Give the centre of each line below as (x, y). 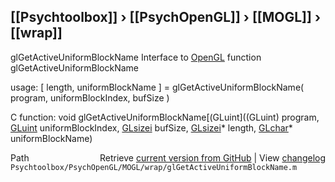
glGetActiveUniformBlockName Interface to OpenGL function (136, 57)
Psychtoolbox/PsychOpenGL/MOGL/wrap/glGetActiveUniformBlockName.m (154, 167)
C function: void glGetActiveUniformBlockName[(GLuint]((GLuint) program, (165, 117)
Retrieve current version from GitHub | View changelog (212, 157)
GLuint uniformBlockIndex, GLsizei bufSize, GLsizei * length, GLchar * (151, 127)
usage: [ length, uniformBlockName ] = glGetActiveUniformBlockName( (157, 87)
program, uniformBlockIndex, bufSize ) (90, 97)
